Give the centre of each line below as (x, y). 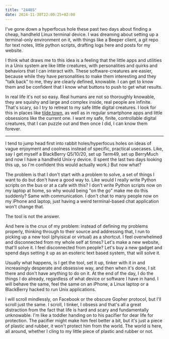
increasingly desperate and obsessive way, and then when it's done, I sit (80, 268)
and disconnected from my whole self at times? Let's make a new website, (82, 242)
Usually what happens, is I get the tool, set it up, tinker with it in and (75, 262)
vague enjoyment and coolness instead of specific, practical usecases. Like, (84, 149)
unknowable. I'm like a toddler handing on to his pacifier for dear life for (79, 315)
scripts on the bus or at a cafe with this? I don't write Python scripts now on (83, 185)
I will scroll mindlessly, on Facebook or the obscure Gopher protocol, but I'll (83, 299)
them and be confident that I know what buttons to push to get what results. (84, 87)
